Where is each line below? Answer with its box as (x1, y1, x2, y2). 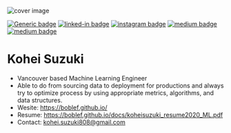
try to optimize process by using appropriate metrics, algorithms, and (17, 88, 214, 96)
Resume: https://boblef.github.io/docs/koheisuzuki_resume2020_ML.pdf (17, 110, 223, 119)
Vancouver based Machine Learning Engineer (17, 74, 148, 82)
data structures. (17, 96, 63, 104)
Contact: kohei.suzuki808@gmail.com (17, 118, 125, 126)
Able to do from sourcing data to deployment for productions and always (17, 81, 224, 90)
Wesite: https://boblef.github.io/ (17, 103, 108, 112)
